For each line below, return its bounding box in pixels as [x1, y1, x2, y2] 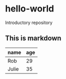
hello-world [5, 3, 55, 14]
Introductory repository [5, 19, 53, 25]
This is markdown [5, 34, 62, 42]
